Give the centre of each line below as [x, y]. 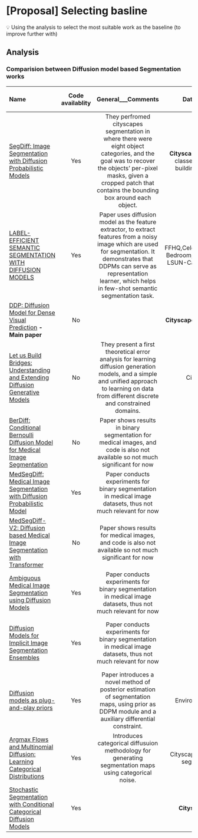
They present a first [128, 344]
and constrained [128, 403]
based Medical [29, 535]
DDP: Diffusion [29, 305]
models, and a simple [128, 374]
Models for [24, 635]
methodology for [128, 750]
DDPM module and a [128, 711]
